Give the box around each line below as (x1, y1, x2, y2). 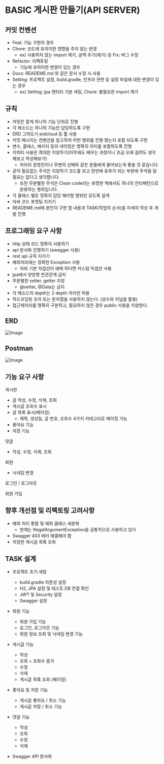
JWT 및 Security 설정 (19, 591, 62, 597)
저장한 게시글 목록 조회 (12, 539, 56, 544)
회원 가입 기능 (19, 618, 46, 624)
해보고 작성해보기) (12, 156, 47, 161)
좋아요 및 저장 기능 (12, 687, 48, 693)
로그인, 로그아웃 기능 (19, 625, 60, 631)
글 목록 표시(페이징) (12, 410, 50, 415)
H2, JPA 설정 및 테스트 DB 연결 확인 (19, 585, 89, 591)
